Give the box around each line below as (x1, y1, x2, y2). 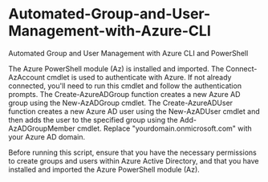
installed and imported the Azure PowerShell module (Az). (8, 164, 201, 174)
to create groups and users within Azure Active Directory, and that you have (8, 156, 259, 165)
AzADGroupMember (8, 123, 75, 133)
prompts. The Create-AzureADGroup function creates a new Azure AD (8, 89, 241, 99)
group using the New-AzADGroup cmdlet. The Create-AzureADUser (8, 98, 233, 107)
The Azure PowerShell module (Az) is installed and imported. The (8, 63, 225, 73)
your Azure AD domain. (8, 131, 86, 141)
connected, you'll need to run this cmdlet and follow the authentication (8, 81, 242, 91)
